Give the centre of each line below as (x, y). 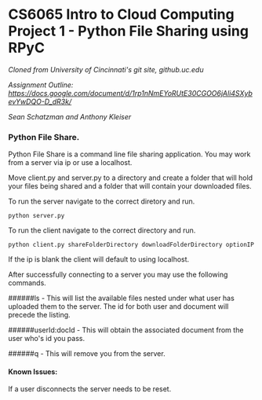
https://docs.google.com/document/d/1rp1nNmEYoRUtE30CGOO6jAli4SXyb (131, 93)
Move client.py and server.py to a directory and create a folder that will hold (131, 178)
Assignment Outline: (41, 85)
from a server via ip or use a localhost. (70, 163)
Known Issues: (33, 372)
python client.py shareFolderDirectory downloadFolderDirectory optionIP (131, 245)
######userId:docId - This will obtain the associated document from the (126, 330)
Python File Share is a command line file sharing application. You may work (129, 154)
